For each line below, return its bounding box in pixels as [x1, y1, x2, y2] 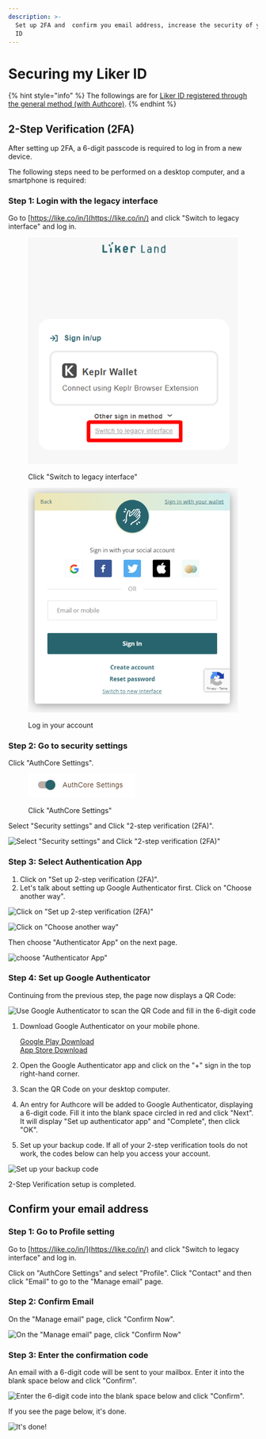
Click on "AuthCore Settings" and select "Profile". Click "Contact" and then [8, 1268, 252, 1277]
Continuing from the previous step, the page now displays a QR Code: [8, 990, 236, 1000]
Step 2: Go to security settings [8, 740, 128, 751]
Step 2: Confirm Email [8, 1296, 94, 1307]
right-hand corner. [19, 1069, 80, 1078]
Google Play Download [19, 1036, 95, 1046]
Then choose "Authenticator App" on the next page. [8, 937, 178, 947]
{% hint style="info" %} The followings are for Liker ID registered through [8, 91, 248, 101]
